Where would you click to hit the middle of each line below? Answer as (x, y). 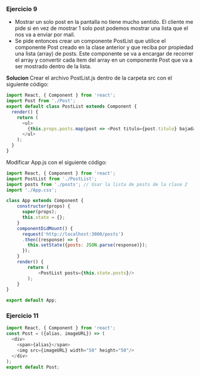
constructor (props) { (43, 206)
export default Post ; (33, 367)
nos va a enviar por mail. (45, 35)
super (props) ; (40, 212)
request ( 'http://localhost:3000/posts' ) (73, 234)
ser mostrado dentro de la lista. (53, 66)
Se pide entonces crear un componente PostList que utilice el (90, 41)
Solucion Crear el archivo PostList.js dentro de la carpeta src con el (89, 78)
